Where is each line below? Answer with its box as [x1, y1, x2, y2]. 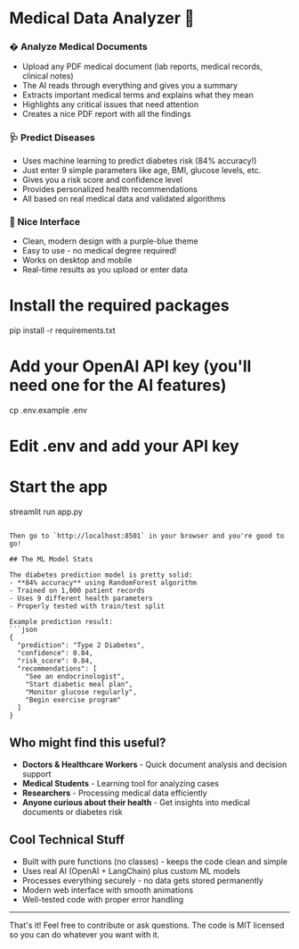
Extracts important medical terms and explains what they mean [21, 89, 254, 101]
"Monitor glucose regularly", [25, 687, 138, 697]
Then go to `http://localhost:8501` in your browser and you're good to [9, 531, 285, 541]
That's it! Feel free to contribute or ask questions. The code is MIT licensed [9, 920, 285, 930]
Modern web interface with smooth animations [21, 884, 194, 895]
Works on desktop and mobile [21, 254, 133, 266]
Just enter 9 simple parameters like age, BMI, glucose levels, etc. [21, 164, 262, 175]
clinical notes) [21, 71, 74, 81]
